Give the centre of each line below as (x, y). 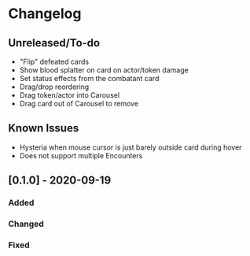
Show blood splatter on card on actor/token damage (104, 70)
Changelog (45, 14)
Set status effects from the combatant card (89, 78)
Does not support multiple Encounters (81, 155)
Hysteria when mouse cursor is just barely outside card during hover (131, 147)
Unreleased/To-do (54, 43)
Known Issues (44, 128)
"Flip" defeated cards (54, 61)
